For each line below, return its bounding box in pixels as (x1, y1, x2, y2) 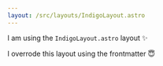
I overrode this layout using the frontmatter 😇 (7, 49, 155, 58)
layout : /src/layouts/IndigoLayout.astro (7, 11, 146, 20)
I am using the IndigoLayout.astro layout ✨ (7, 33, 148, 42)
